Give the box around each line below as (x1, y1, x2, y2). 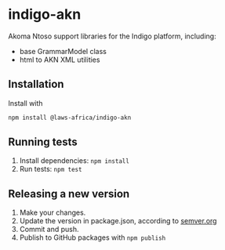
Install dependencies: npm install (19, 156, 129, 165)
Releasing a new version (8, 187, 130, 201)
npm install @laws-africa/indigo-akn (8, 114, 132, 121)
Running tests (8, 136, 78, 149)
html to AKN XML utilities (19, 55, 100, 64)
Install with (8, 98, 43, 107)
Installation (8, 78, 64, 91)
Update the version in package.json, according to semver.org (19, 216, 217, 226)
